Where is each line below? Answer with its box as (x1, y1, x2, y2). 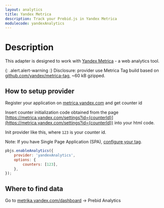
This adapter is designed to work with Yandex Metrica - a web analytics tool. (5, 58, 160, 64)
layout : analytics (5, 7, 43, 12)
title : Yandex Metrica (5, 12, 51, 17)
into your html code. (114, 120, 155, 125)
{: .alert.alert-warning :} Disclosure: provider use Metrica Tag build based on (5, 68, 159, 73)
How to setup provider (5, 87, 75, 95)
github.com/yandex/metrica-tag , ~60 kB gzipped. (5, 73, 105, 79)
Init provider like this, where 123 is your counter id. (5, 129, 107, 135)
